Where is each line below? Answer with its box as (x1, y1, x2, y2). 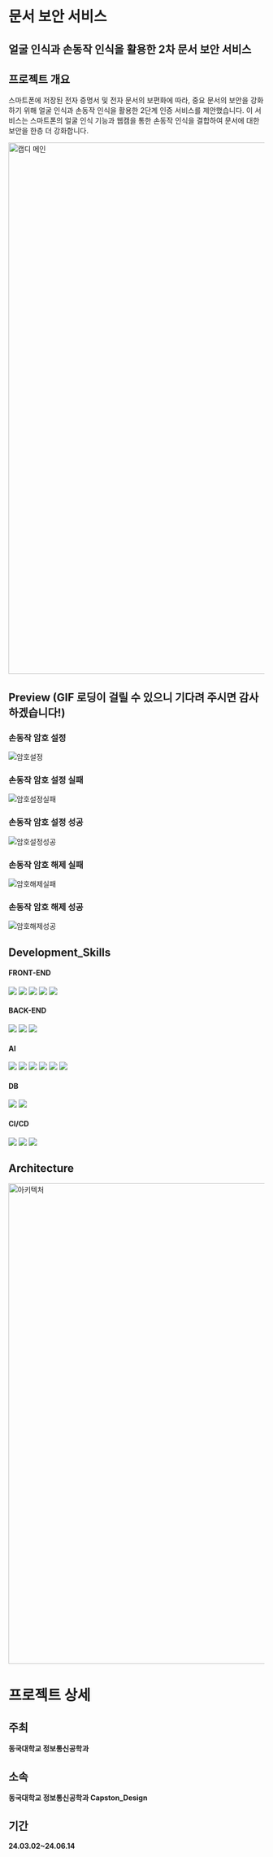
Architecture (8, 1161, 75, 1175)
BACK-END (8, 1005, 47, 1016)
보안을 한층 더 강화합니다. (8, 126, 89, 136)
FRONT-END (8, 968, 51, 978)
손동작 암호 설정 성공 (8, 817, 84, 828)
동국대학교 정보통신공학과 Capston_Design (8, 1793, 148, 1803)
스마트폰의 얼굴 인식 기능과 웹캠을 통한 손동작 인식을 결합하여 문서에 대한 (29, 115, 260, 126)
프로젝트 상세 (8, 1686, 91, 1704)
